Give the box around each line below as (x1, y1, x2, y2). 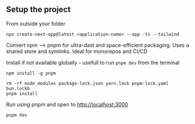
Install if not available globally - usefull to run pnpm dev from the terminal (6, 59, 180, 66)
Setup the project (6, 5, 71, 15)
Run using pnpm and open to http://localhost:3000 (6, 101, 128, 108)
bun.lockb (6, 86, 30, 91)
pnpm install (6, 90, 38, 97)
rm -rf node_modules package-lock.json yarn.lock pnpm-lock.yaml (6, 80, 169, 86)
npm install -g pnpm (6, 70, 57, 76)
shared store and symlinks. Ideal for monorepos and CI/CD (6, 48, 148, 55)
